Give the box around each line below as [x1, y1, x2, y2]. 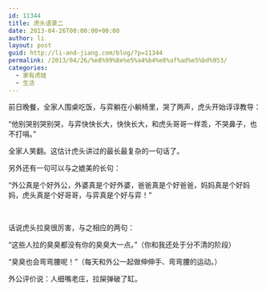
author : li [8, 34, 45, 42]
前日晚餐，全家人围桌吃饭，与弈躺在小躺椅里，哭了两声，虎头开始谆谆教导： [8, 102, 261, 111]
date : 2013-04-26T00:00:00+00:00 [8, 26, 120, 34]
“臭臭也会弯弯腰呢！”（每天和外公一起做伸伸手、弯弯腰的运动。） [8, 257, 222, 266]
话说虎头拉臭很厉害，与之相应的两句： [8, 222, 135, 232]
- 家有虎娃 [15, 71, 47, 79]
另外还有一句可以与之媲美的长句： [8, 163, 121, 172]
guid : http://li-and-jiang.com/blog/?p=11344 [8, 49, 163, 57]
